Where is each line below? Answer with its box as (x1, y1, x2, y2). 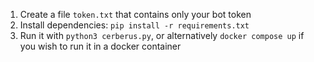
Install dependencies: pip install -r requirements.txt (19, 19, 250, 31)
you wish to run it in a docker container (19, 40, 182, 52)
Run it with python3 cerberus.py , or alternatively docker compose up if (19, 30, 305, 41)
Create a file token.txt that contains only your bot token (19, 9, 252, 20)
